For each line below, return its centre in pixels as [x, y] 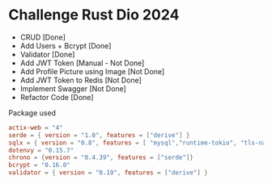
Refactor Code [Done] [57, 97]
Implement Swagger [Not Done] [73, 88]
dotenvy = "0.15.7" [41, 150]
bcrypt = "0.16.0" [39, 165]
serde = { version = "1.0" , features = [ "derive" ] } [99, 135]
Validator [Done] [47, 54]
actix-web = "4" [36, 128]
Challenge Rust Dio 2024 [94, 15]
